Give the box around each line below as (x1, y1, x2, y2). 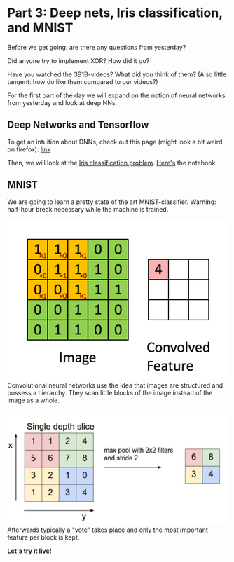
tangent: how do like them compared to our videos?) (7, 77, 159, 85)
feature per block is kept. (7, 533, 80, 541)
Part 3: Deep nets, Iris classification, (7, 5, 223, 21)
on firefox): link (7, 145, 51, 153)
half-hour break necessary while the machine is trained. (7, 205, 169, 213)
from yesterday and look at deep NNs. (7, 98, 118, 107)
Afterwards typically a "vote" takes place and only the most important (7, 526, 208, 534)
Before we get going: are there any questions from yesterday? (7, 43, 186, 51)
